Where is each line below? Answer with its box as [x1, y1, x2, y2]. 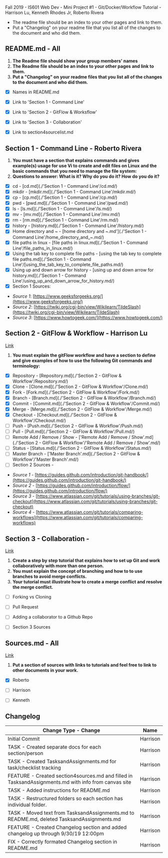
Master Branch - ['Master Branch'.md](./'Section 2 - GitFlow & [12, 451, 140, 457]
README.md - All [5, 45, 60, 53]
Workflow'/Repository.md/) [12, 378, 68, 384]
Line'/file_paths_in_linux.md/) [12, 245, 73, 251]
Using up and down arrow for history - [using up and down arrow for [12, 267, 154, 273]
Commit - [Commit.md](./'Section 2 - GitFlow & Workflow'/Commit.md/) [12, 400, 160, 406]
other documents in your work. [12, 667, 78, 673]
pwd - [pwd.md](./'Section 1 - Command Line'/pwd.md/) [12, 200, 128, 206]
